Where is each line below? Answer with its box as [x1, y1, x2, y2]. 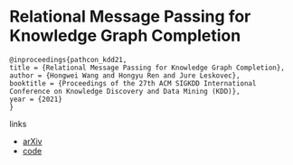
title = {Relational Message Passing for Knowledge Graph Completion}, [9, 63, 285, 72]
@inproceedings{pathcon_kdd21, [9, 55, 128, 64]
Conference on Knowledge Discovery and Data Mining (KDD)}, [9, 87, 241, 96]
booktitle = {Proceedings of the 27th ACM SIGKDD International [9, 78, 257, 87]
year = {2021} [9, 95, 63, 104]
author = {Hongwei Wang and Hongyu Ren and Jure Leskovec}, [9, 70, 241, 80]
